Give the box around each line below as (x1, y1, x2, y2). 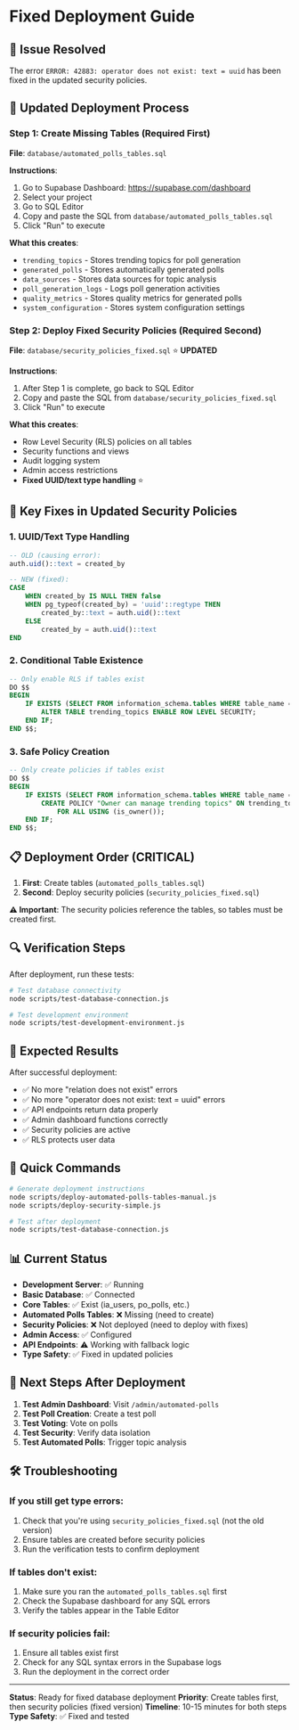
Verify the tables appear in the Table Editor (21, 1604, 180, 1615)
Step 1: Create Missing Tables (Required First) (9, 127, 211, 140)
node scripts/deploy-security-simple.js (9, 1201, 162, 1209)
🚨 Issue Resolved (9, 42, 107, 57)
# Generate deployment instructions (9, 1184, 145, 1193)
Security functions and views (21, 446, 130, 456)
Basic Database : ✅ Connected (21, 1290, 135, 1300)
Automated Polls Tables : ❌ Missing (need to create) (21, 1309, 214, 1320)
